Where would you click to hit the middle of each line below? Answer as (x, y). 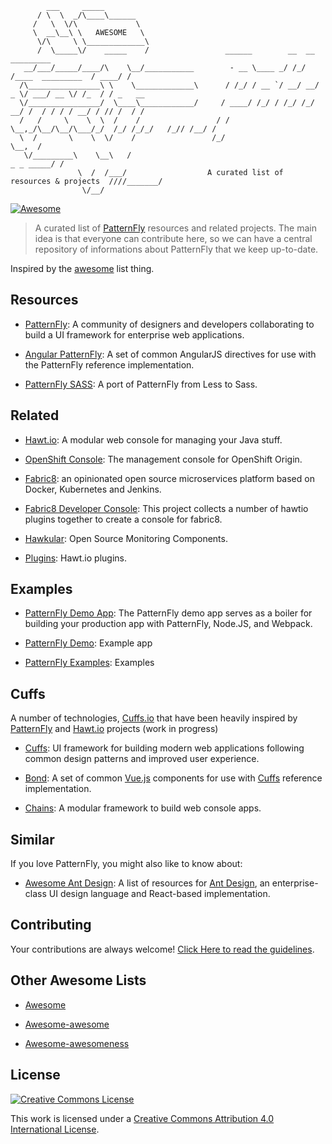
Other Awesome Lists (78, 980)
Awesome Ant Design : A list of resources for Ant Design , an (147, 883)
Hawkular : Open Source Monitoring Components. (126, 538)
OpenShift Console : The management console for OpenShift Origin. (163, 459)
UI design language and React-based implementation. (159, 894)
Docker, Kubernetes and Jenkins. (93, 489)
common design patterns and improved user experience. (142, 759)
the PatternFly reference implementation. (109, 364)
